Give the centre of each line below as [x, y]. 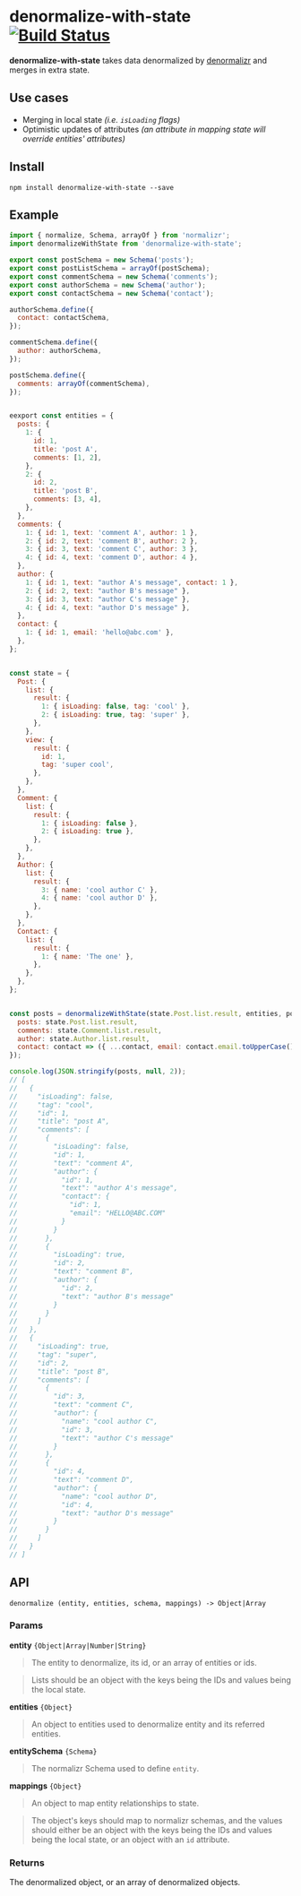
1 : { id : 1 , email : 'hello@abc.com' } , [100, 633]
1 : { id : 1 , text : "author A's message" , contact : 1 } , [132, 582]
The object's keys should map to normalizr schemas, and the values [157, 1820]
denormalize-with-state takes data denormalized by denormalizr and [138, 60]
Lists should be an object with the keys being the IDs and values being [161, 1680]
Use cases [39, 98]
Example [34, 215]
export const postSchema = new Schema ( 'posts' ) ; [102, 260]
